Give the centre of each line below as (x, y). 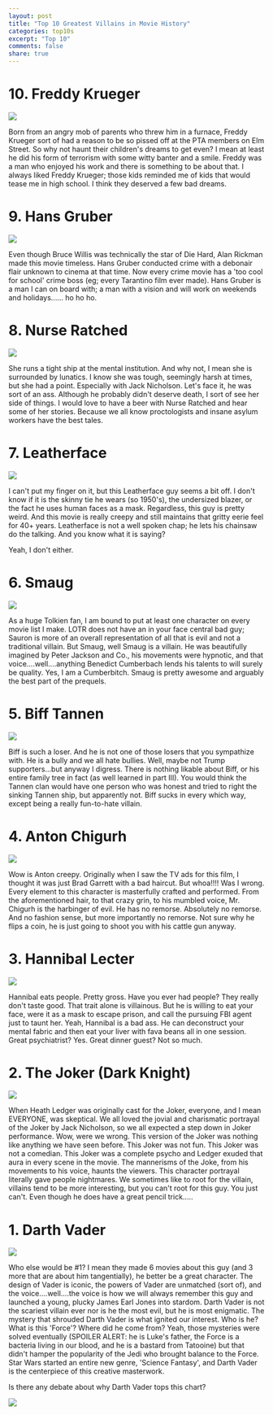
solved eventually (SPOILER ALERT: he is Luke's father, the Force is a (124, 1337)
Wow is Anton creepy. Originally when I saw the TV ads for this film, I (124, 874)
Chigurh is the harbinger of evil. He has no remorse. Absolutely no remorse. (135, 909)
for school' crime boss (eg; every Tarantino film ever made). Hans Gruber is (135, 280)
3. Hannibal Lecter (71, 959)
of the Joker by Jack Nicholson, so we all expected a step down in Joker (130, 1128)
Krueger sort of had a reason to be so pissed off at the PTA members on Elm (136, 140)
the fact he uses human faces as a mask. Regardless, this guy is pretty (127, 508)
